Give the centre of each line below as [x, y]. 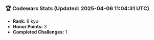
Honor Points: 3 [30, 27]
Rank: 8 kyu [25, 21]
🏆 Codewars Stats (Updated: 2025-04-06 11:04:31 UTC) [77, 8]
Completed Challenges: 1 [40, 32]
